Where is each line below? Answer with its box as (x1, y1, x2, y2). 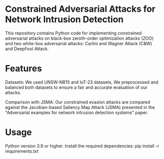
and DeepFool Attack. (5, 46, 49, 52)
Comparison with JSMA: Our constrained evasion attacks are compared (5, 99, 151, 105)
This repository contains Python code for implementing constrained (5, 30, 142, 36)
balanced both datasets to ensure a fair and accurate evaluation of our (5, 84, 148, 90)
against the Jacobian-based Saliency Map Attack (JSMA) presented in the (5, 104, 155, 110)
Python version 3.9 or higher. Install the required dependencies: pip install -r (5, 143, 160, 149)
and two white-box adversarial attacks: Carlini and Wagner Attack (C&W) (5, 40, 152, 46)
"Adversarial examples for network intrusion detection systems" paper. (5, 109, 148, 115)
